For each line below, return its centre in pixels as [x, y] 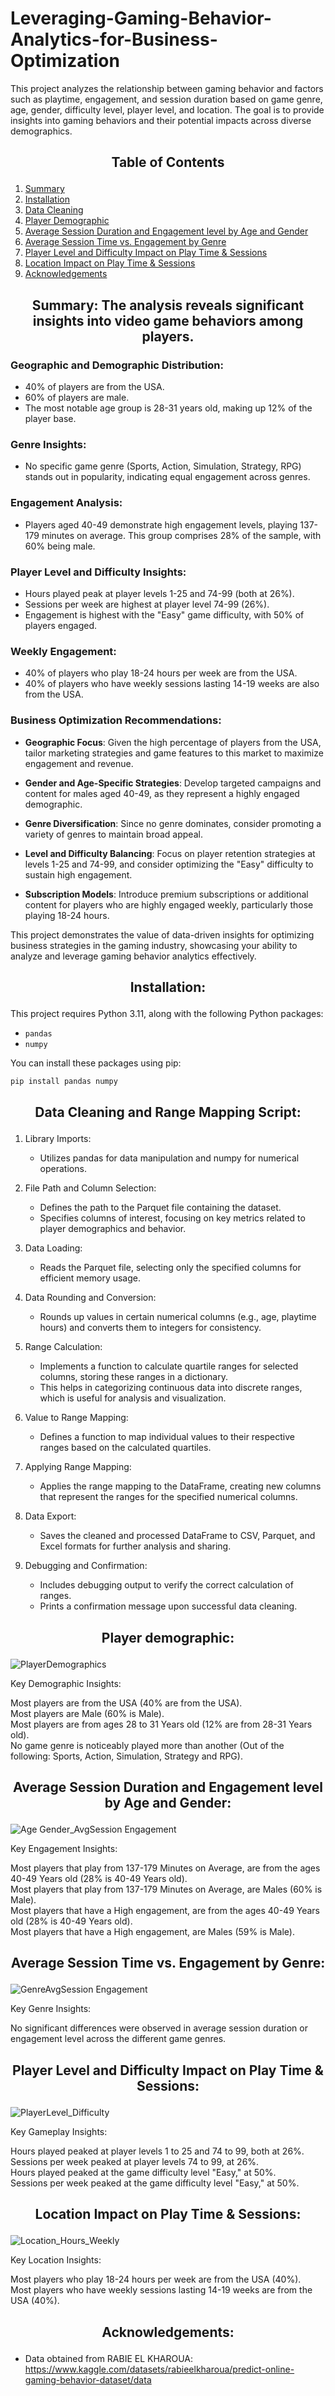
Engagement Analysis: [66, 503]
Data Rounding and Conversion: [90, 1298]
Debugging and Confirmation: [86, 1566]
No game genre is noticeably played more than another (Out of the [147, 1745]
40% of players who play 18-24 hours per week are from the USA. [161, 673]
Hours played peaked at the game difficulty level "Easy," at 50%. [143, 2172]
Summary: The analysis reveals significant [168, 305]
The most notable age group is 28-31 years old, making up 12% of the [168, 408]
